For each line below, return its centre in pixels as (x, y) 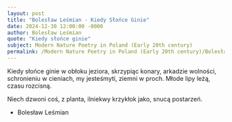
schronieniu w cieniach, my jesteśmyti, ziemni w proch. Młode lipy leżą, (109, 78)
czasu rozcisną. (29, 86)
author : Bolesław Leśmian (44, 33)
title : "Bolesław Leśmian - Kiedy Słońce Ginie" (78, 20)
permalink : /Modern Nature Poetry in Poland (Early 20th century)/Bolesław (118, 52)
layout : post (26, 13)
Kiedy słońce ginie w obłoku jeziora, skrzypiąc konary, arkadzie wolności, (112, 71)
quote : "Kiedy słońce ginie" (49, 39)
